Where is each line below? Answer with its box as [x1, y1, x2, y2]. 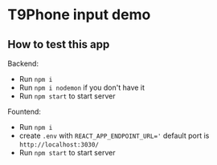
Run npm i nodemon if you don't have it [18, 82, 145, 92]
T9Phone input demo [7, 6, 151, 24]
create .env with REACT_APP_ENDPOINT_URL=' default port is [18, 131, 210, 140]
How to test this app [7, 38, 110, 51]
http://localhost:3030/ [18, 141, 100, 149]
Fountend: [7, 107, 42, 116]
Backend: [7, 58, 39, 68]
